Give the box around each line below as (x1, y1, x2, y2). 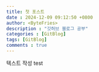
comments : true (6, 43, 47, 49)
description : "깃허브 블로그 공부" (6, 25, 89, 32)
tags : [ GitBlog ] (6, 37, 47, 43)
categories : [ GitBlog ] (6, 31, 66, 37)
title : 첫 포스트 (6, 8, 45, 15)
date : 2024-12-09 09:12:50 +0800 (6, 14, 94, 20)
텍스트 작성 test (6, 59, 43, 67)
